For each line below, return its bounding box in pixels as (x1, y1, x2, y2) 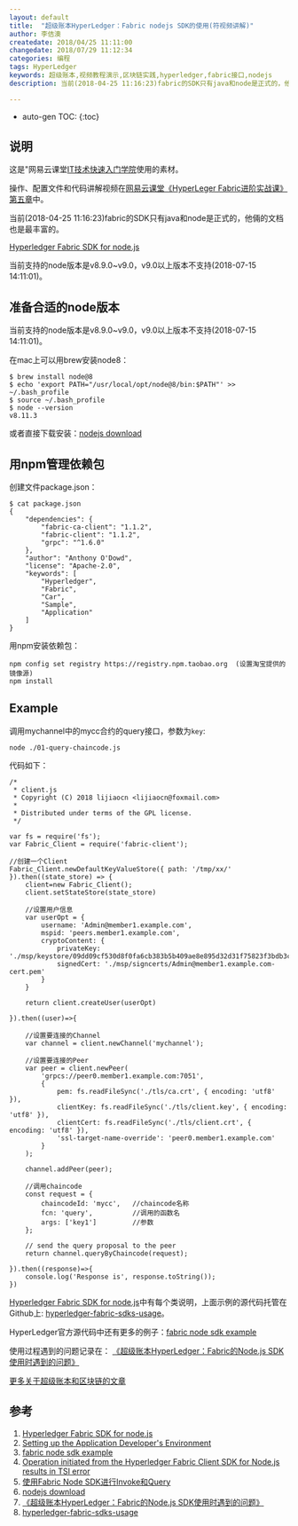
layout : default (9, 12, 69, 22)
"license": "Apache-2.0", (25, 562, 122, 570)
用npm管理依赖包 (9, 456, 105, 471)
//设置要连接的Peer (25, 1056, 89, 1065)
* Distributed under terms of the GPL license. (12, 808, 192, 817)
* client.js (12, 785, 58, 794)
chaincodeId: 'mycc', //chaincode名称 (41, 1199, 190, 1207)
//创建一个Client (9, 857, 68, 866)
